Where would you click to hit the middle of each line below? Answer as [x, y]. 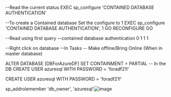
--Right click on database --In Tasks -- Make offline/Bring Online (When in [84, 48]
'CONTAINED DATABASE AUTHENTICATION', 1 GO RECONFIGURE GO [79, 28]
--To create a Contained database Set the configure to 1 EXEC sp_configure [85, 23]
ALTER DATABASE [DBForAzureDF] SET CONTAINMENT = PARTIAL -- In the [86, 63]
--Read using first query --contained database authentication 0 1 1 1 [77, 38]
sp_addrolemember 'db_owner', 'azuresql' [50, 89]
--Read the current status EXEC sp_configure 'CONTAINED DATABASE [80, 7]
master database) [24, 54]
